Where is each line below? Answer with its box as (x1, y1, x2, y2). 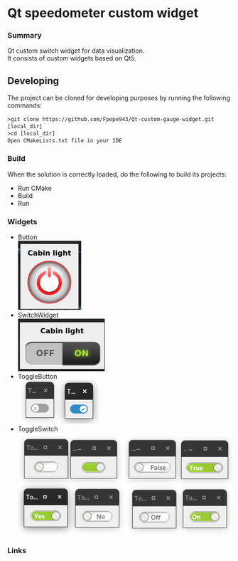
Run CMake (17, 184, 52, 192)
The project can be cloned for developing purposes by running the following (7, 94, 231, 103)
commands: (7, 101, 43, 110)
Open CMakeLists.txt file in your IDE (7, 137, 122, 145)
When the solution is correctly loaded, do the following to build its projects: (7, 169, 227, 179)
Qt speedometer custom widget (7, 5, 199, 21)
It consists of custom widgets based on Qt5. (7, 54, 136, 63)
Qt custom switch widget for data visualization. (7, 46, 145, 55)
